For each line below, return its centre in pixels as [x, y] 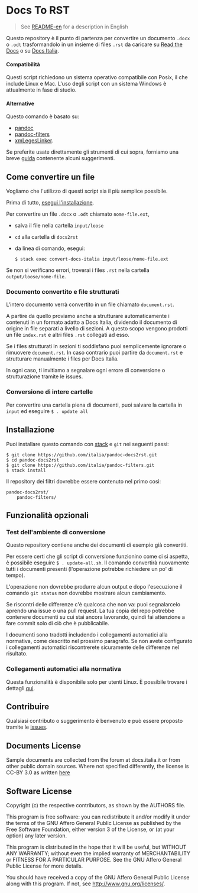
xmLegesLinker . [34, 141]
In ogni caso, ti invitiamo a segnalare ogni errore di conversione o [86, 371]
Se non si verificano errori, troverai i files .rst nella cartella [78, 270]
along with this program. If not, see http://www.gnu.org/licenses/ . [86, 884]
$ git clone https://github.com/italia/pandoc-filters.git [80, 465]
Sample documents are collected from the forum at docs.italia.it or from [93, 760]
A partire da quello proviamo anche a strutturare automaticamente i [88, 316]
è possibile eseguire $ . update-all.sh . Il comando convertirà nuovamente [98, 563]
